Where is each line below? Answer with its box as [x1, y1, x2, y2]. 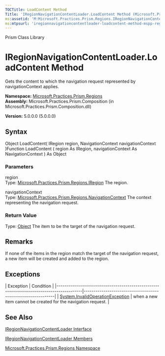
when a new [133, 293, 158, 299]
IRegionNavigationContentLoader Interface [5, 326, 92, 332]
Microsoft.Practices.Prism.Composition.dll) [5, 104, 92, 110]
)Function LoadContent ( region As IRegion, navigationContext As [5, 146, 137, 152]
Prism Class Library [5, 34, 45, 40]
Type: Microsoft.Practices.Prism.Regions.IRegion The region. [5, 180, 129, 186]
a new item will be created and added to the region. [5, 256, 110, 261]
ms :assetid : [5, 16, 29, 21]
